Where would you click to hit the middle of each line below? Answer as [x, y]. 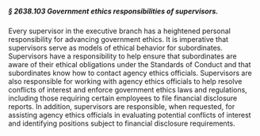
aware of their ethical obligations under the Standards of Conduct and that [130, 64]
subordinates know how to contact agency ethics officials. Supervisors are [130, 73]
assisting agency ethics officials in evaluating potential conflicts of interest [130, 115]
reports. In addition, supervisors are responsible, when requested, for [122, 106]
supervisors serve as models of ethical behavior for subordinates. [116, 47]
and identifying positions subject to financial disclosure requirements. [122, 123]
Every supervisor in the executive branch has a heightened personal [120, 31]
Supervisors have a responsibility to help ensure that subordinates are [122, 56]
